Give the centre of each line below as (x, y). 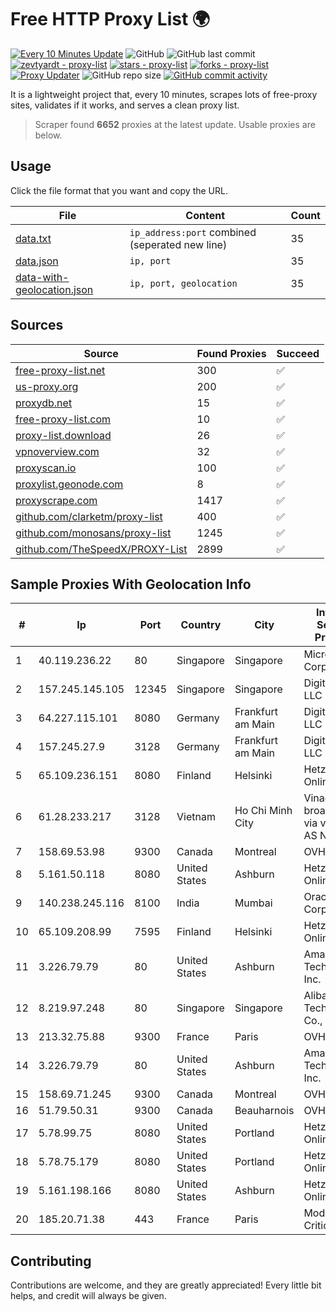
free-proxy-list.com (63, 419)
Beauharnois (264, 1111)
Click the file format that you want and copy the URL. (119, 190)
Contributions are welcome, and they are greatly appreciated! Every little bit (166, 1285)
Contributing (51, 1261)
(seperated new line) (178, 244)
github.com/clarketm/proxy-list (89, 516)
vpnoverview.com (57, 451)
